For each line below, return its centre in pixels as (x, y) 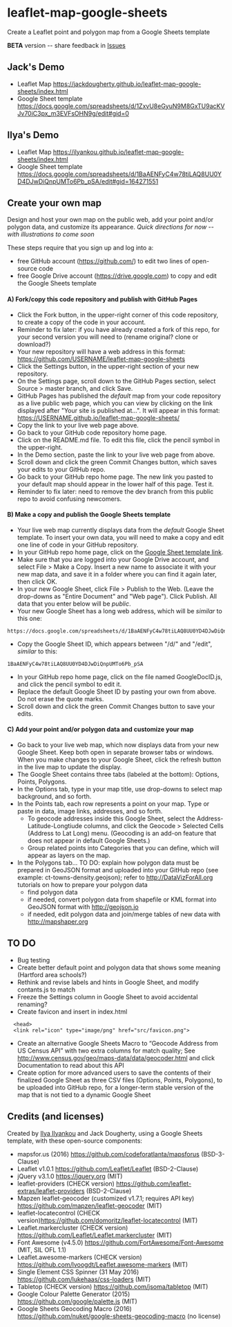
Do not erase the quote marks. (60, 698)
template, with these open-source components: (75, 1141)
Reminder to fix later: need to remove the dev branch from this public (115, 491)
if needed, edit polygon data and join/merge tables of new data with (124, 914)
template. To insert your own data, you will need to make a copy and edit (120, 537)
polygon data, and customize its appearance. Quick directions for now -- (110, 227)
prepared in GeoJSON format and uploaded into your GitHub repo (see (118, 870)
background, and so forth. (54, 796)
